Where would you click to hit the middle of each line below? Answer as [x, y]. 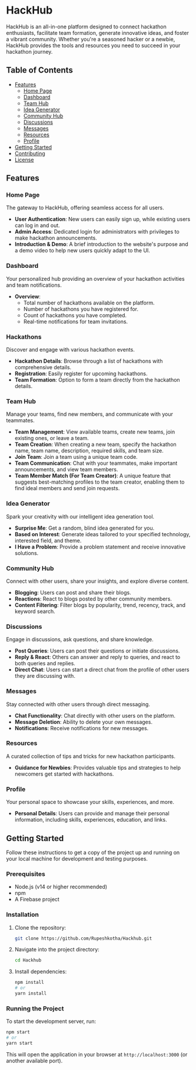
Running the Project [35, 1008]
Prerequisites [26, 874]
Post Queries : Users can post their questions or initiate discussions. [97, 651]
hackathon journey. [29, 51]
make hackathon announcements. [56, 238]
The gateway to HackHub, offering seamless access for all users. [85, 208]
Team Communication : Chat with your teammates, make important [96, 463]
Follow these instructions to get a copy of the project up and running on [93, 852]
